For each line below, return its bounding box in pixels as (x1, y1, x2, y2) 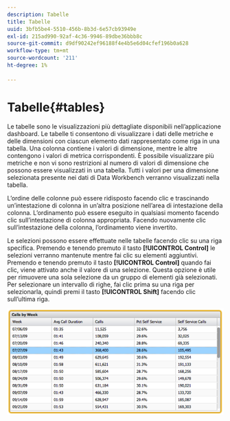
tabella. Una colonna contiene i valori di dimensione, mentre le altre (7, 144, 198, 152)
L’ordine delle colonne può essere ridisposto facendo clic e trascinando (7, 194, 209, 202)
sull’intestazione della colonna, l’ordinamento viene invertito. (7, 223, 178, 231)
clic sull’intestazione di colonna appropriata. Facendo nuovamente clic (7, 216, 206, 224)
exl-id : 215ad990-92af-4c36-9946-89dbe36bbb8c (7, 33, 143, 40)
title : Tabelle (7, 18, 51, 25)
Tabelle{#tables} (7, 100, 105, 115)
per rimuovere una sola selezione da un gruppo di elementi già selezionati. (7, 273, 218, 281)
